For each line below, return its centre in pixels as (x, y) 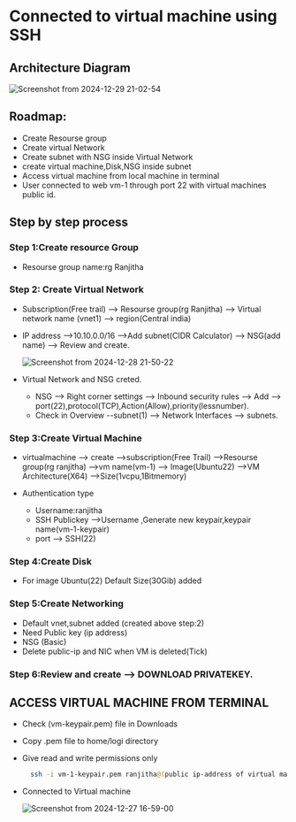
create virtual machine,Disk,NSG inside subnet (106, 166)
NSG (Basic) (44, 641)
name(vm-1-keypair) (72, 529)
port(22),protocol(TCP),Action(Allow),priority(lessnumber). (142, 405)
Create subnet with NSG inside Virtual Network (107, 157)
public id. (38, 194)
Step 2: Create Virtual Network (76, 289)
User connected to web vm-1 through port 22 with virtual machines (144, 185)
